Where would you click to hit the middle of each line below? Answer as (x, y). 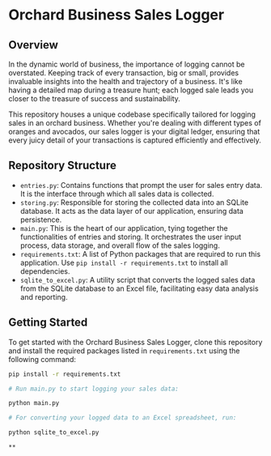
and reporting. (44, 296)
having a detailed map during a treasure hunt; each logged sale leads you (131, 90)
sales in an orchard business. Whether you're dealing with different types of (135, 123)
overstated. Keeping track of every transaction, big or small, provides (124, 73)
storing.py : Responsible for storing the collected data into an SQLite (134, 202)
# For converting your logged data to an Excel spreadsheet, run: (123, 418)
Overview (34, 45)
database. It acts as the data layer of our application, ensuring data (132, 211)
